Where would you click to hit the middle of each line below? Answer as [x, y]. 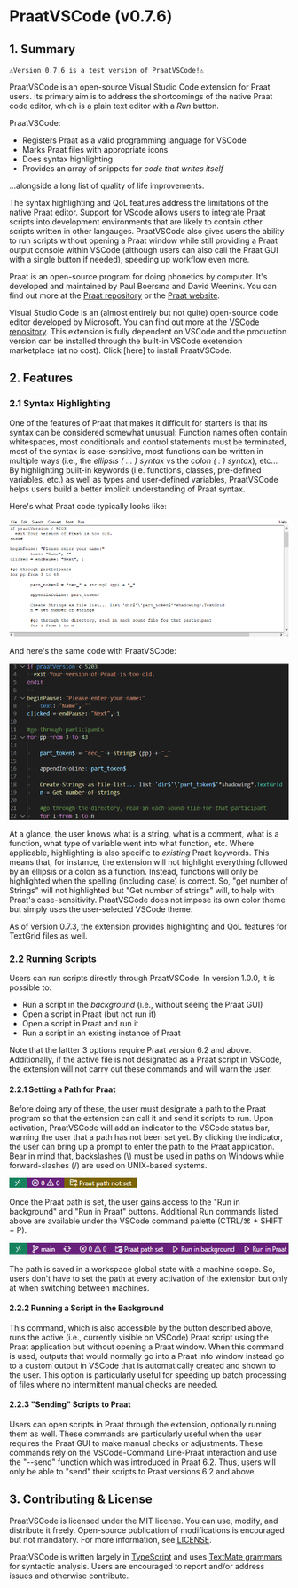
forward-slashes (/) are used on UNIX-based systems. [108, 1166]
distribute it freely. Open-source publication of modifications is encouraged [147, 1530]
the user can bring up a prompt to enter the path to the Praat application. [142, 1147]
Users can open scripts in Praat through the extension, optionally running [143, 1425]
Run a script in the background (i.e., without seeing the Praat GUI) [142, 1005]
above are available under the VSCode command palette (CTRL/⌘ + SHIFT [146, 1221]
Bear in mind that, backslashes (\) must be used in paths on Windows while [147, 1156]
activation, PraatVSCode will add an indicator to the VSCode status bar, [140, 1128]
